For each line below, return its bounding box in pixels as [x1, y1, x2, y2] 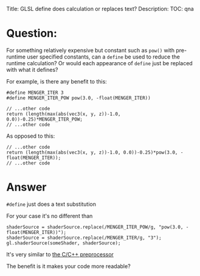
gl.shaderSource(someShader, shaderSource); [6, 240, 121, 246]
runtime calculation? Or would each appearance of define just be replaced [6, 59, 193, 66]
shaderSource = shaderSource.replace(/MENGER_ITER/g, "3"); [6, 235, 162, 241]
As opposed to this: [6, 132, 55, 140]
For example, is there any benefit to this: [6, 77, 108, 85]
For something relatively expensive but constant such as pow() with [6, 46, 175, 54]
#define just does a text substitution [6, 200, 96, 208]
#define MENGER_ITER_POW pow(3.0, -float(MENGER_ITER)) [6, 94, 151, 101]
